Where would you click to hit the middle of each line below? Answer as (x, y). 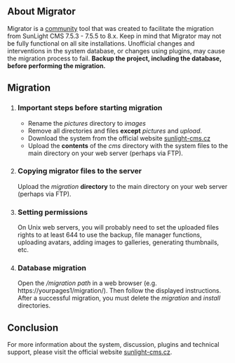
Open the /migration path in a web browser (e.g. (87, 283)
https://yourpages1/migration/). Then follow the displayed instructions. (119, 291)
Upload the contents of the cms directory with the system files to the (128, 145)
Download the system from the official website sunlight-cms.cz (119, 138)
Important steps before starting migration (90, 108)
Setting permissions (53, 212)
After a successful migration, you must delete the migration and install (119, 298)
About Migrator (41, 12)
